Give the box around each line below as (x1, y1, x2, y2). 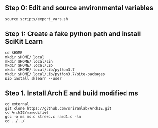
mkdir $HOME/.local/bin (5, 59, 53, 64)
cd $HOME (5, 50, 23, 55)
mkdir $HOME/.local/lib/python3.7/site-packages (5, 71, 105, 77)
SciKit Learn (5, 37, 43, 46)
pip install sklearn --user (5, 76, 62, 80)
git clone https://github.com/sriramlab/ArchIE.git (5, 106, 111, 111)
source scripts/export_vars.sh (5, 16, 68, 21)
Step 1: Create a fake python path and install (5, 30, 141, 38)
